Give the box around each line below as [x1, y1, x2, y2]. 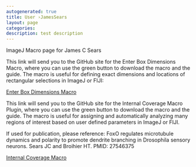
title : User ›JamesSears [6, 14, 67, 20]
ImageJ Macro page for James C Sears [6, 47, 102, 54]
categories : [6, 25, 35, 31]
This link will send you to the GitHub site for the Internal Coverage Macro [6, 100, 183, 107]
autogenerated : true [6, 8, 57, 15]
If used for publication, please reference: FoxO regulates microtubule [6, 130, 174, 137]
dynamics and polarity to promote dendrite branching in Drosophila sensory [6, 136, 191, 143]
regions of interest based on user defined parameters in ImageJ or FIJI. [6, 119, 180, 126]
